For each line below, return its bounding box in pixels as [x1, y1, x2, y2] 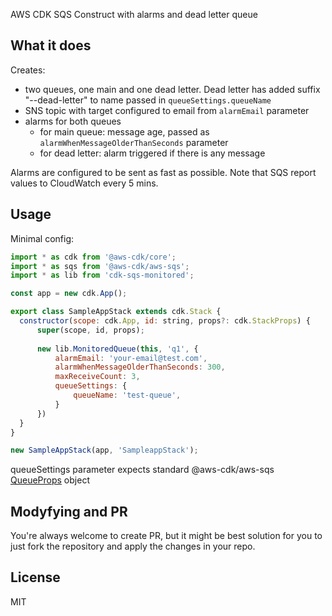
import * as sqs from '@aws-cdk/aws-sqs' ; [10, 261, 190, 271]
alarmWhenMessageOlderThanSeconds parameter [39, 136, 229, 148]
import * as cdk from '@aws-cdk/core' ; [10, 252, 177, 262]
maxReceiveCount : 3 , [54, 372, 141, 382]
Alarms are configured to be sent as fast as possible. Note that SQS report [10, 166, 317, 178]
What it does [10, 37, 92, 54]
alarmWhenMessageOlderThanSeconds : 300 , [54, 362, 226, 373]
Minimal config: [10, 232, 75, 244]
